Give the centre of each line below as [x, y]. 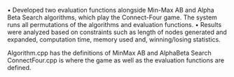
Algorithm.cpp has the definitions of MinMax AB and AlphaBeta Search [109, 53]
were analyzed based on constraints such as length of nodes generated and [117, 32]
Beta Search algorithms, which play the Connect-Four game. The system [112, 17]
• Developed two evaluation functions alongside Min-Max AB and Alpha [111, 10]
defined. [19, 68]
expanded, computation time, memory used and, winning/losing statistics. [114, 40]
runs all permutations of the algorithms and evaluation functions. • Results [115, 25]
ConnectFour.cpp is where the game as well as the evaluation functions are [116, 60]
